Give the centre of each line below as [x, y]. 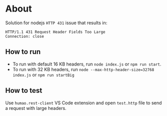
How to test [24, 91]
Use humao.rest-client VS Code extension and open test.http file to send [84, 103]
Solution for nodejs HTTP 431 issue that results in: [56, 23]
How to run [23, 52]
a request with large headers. [36, 108]
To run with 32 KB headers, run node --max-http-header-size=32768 [83, 69]
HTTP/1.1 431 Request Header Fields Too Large [55, 32]
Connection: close [25, 36]
